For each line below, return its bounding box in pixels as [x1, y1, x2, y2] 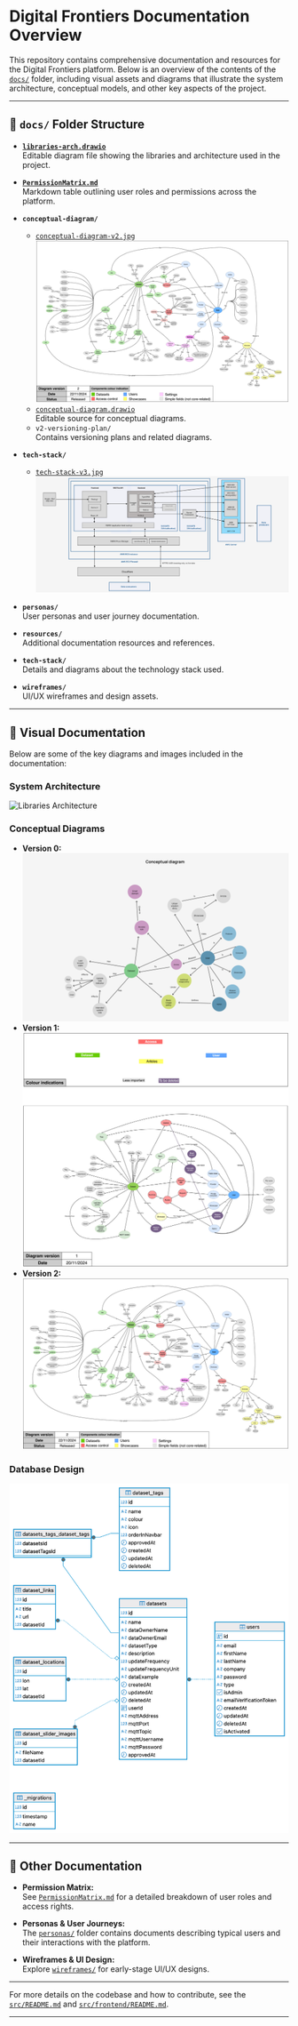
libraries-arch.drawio [21, 142, 106, 151]
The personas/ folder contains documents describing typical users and [21, 1927, 281, 1939]
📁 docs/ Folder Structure [9, 117, 145, 132]
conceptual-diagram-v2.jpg [35, 231, 136, 241]
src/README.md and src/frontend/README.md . [9, 1998, 169, 2010]
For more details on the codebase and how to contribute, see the [9, 1990, 247, 2000]
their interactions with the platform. [21, 1937, 151, 1948]
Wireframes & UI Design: [21, 1954, 115, 1966]
